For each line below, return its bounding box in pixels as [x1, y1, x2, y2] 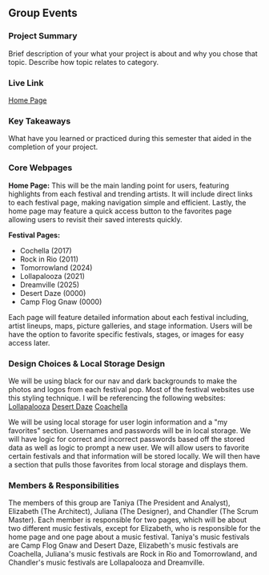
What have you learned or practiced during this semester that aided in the [8, 134, 252, 144]
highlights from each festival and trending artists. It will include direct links [8, 188, 254, 199]
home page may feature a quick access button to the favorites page [8, 206, 232, 216]
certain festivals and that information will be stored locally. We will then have [8, 451, 261, 460]
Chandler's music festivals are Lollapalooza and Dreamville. [8, 557, 205, 568]
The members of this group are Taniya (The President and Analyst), [8, 498, 231, 508]
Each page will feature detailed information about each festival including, [8, 312, 249, 322]
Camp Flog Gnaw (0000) [19, 297, 102, 306]
